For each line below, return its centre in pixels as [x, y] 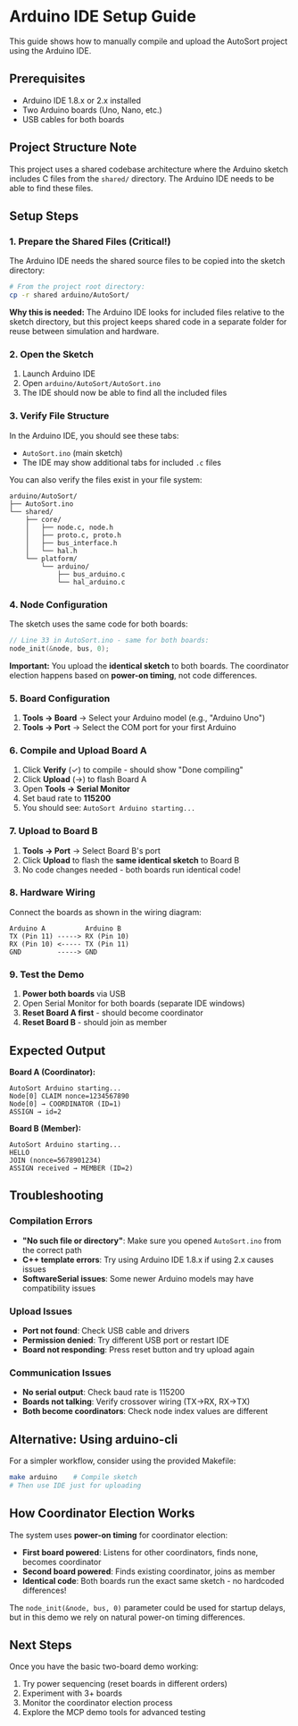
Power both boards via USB [74, 994]
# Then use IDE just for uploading [75, 1486]
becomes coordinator [62, 1562]
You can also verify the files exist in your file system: [106, 479]
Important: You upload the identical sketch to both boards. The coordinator [149, 665]
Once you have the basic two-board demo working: [104, 1667]
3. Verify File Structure [59, 416]
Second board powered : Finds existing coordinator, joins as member [149, 1571]
